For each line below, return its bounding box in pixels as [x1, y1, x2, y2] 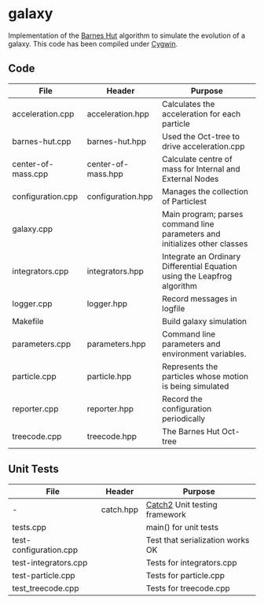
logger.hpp [86, 298, 128, 309]
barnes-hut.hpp [86, 135, 147, 146]
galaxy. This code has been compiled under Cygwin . [8, 39, 178, 48]
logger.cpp [12, 298, 53, 309]
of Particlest [162, 196, 207, 207]
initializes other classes [162, 238, 248, 249]
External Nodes [162, 173, 219, 184]
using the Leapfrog [162, 271, 233, 282]
